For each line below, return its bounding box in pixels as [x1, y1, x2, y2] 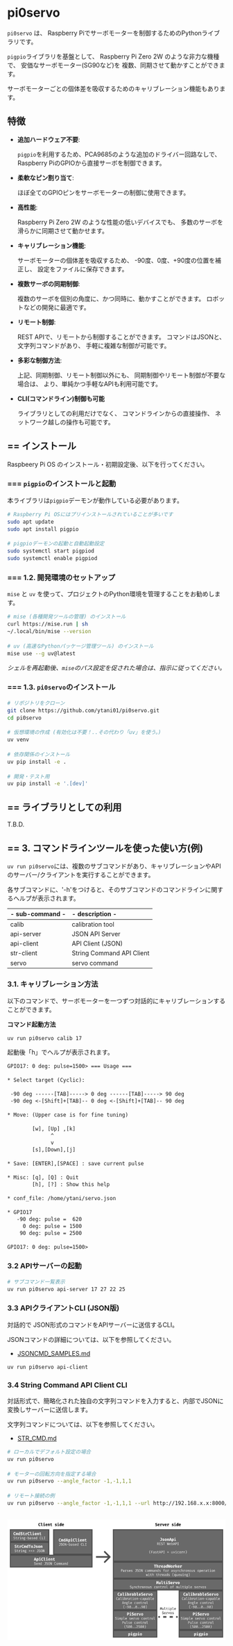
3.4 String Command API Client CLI [7, 1380, 128, 1389]
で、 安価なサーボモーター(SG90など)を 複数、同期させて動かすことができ [7, 61, 220, 69]
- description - [71, 910, 117, 918]
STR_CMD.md [17, 1434, 57, 1442]
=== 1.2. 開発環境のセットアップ [7, 573, 116, 582]
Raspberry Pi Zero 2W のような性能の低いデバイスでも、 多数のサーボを [17, 218, 224, 226]
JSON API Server [71, 929, 121, 938]
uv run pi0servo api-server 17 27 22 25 [7, 1286, 126, 1293]
